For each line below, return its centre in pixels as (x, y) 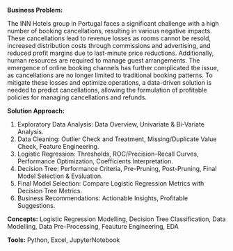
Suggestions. (36, 205)
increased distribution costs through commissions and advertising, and (109, 46)
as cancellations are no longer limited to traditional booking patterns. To (110, 75)
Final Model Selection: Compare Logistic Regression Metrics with (111, 183)
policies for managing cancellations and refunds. (77, 97)
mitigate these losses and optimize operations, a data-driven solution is (110, 82)
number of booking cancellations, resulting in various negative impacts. (110, 31)
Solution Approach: (36, 111)
